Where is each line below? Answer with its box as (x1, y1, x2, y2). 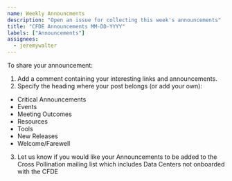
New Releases (17, 132, 59, 140)
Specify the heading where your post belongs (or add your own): (17, 82, 203, 90)
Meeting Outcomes (17, 110, 73, 118)
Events (17, 103, 37, 111)
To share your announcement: (7, 61, 93, 69)
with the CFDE (17, 167, 59, 175)
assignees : (7, 36, 39, 43)
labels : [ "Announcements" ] (7, 29, 85, 37)
